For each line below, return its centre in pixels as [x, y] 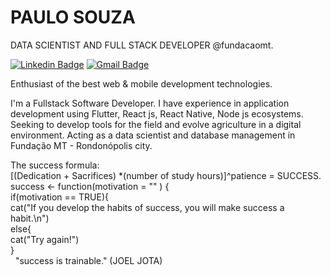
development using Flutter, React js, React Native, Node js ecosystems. [157, 113]
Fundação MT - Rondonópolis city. [81, 145]
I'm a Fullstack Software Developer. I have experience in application [150, 103]
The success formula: [55, 165]
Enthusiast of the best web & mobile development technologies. [141, 83]
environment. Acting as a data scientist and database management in [153, 135]
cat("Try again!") [45, 239]
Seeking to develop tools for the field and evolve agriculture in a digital [156, 124]
